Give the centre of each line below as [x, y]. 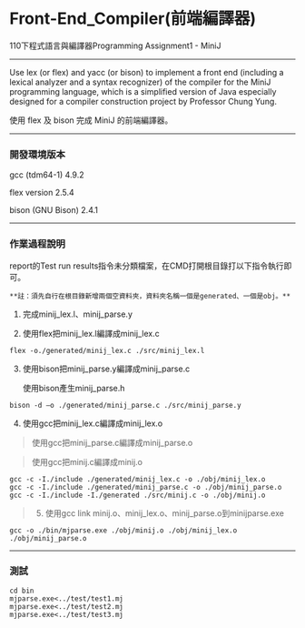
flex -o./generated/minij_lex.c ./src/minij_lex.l [107, 350]
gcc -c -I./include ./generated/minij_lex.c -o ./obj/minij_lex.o [138, 479]
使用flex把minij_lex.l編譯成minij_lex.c [91, 333]
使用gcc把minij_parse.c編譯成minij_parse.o [112, 442]
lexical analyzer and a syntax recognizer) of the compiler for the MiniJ [140, 82]
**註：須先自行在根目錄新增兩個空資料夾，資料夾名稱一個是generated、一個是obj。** [150, 296]
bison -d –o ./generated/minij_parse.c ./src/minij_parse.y [126, 405]
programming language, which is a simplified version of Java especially [143, 91]
